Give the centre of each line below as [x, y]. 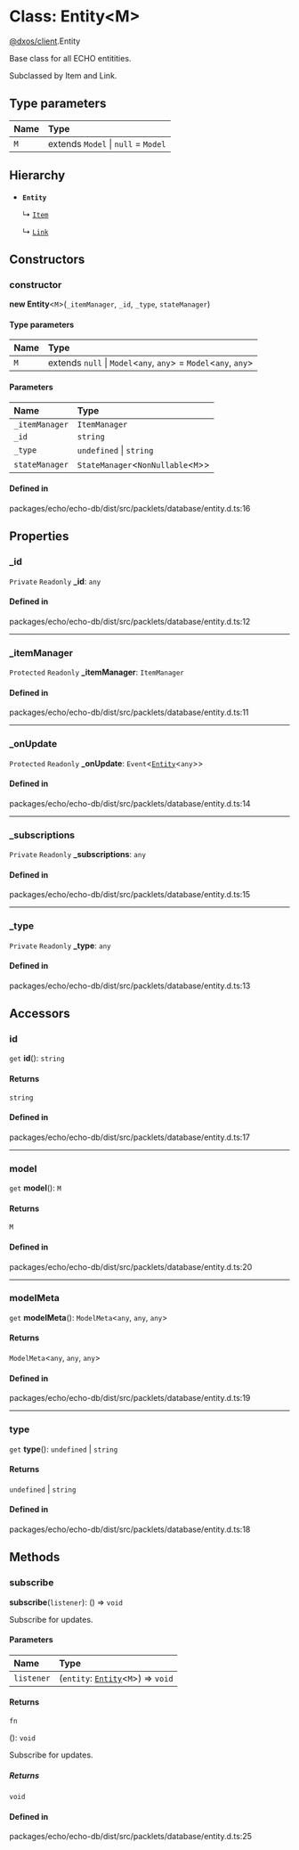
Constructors [47, 259]
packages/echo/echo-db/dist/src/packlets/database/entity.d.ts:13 [130, 986]
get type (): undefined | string [64, 1449]
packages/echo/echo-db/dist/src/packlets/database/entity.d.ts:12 [130, 621]
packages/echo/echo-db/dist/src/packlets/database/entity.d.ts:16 [130, 508]
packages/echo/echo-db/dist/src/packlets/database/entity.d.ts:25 [130, 1837]
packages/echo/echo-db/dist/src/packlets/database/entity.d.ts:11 [129, 712]
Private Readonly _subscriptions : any [78, 855]
